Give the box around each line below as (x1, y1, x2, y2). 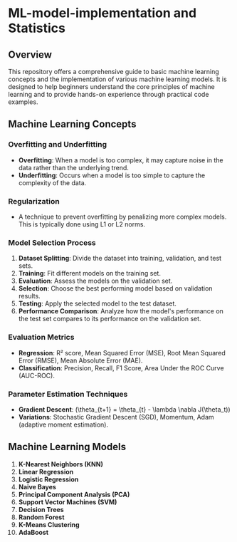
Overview (8, 48, 53, 61)
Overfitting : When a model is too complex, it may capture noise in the (18, 155, 223, 165)
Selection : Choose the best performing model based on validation (18, 284, 213, 293)
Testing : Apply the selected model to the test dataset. (18, 299, 177, 308)
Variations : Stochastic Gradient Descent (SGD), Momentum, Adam (18, 412, 214, 421)
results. (18, 292, 41, 301)
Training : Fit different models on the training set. (18, 269, 161, 278)
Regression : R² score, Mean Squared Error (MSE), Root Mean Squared (18, 348, 226, 357)
